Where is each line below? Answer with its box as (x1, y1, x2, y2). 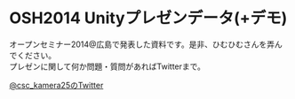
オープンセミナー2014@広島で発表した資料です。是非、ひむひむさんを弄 (9, 39, 275, 49)
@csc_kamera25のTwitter (9, 80, 104, 90)
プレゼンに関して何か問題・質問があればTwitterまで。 (9, 61, 206, 72)
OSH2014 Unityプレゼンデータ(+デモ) (9, 8, 288, 28)
